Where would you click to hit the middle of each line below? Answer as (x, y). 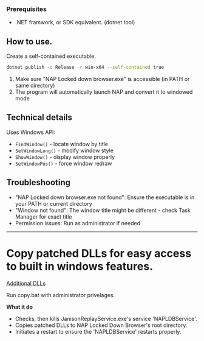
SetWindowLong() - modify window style (64, 150)
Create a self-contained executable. (51, 56)
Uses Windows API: (31, 132)
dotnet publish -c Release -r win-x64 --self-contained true (85, 68)
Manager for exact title (43, 216)
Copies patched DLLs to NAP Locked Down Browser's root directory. (101, 325)
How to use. (29, 41)
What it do (20, 307)
